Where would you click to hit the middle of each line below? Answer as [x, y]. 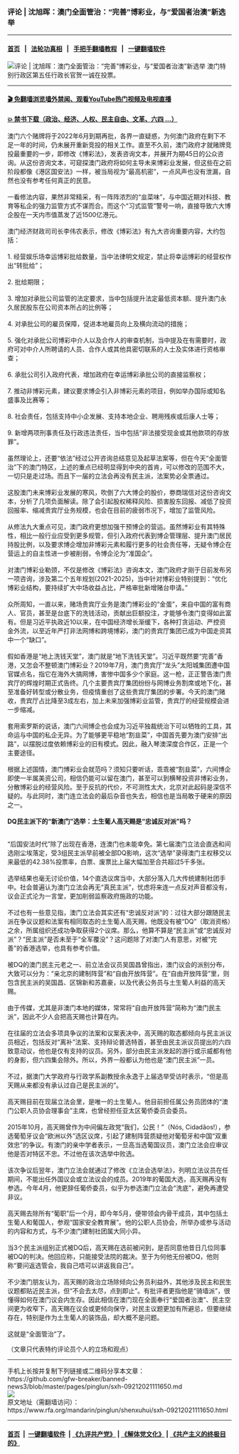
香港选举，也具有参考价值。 [63, 948]
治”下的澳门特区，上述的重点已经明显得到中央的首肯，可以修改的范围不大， [118, 467]
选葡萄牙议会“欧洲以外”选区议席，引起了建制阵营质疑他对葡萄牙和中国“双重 [117, 1136]
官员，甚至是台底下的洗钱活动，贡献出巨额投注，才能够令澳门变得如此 [122, 613]
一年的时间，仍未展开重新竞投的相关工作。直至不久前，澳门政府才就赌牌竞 [122, 145]
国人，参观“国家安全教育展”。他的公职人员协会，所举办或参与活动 [134, 1223]
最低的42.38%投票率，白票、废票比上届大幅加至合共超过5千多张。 [111, 862]
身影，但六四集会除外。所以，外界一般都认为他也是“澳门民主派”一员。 [116, 1060]
